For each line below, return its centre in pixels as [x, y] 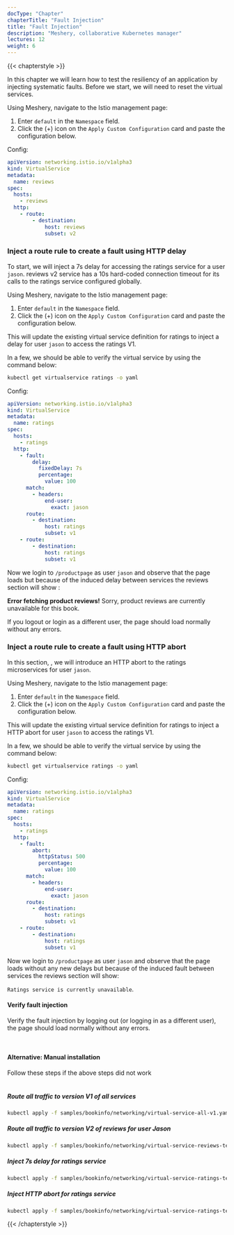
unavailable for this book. [44, 608]
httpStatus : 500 [62, 857]
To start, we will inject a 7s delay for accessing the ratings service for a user [116, 266]
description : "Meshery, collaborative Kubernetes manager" [95, 33]
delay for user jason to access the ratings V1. [72, 344]
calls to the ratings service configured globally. [75, 281]
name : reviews [34, 182]
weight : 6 [22, 46]
